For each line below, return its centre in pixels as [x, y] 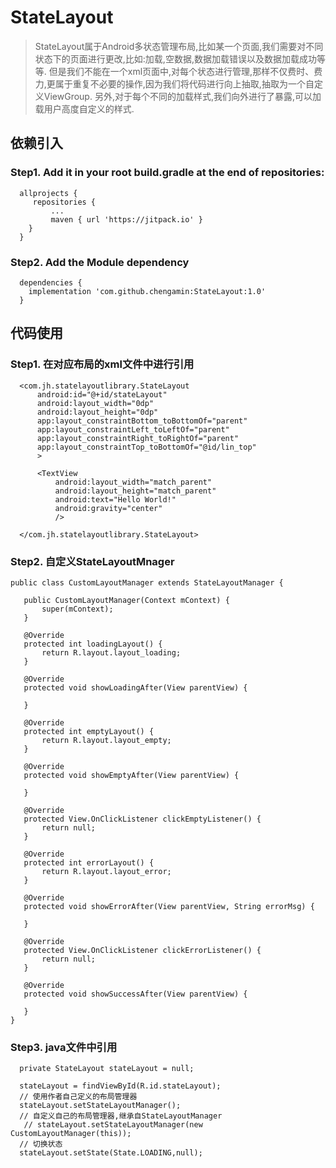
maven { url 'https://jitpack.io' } [126, 219]
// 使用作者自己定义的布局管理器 [78, 1097]
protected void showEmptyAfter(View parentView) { [131, 775]
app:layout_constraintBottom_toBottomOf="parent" [142, 421]
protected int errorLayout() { [89, 862]
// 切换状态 [41, 1144]
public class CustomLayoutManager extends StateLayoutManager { [147, 582]
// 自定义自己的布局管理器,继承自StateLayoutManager [121, 1116]
